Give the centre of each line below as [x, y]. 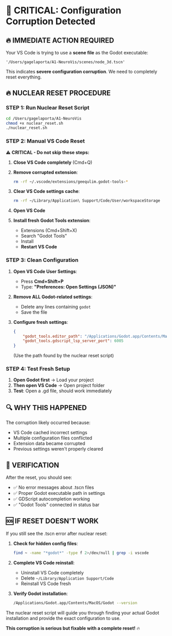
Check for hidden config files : [46, 543]
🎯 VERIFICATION [33, 465]
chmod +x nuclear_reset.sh [35, 123]
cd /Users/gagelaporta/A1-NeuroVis [44, 118]
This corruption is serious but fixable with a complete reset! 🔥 [73, 628]
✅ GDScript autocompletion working [51, 499]
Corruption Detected [51, 21]
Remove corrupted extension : [46, 172]
